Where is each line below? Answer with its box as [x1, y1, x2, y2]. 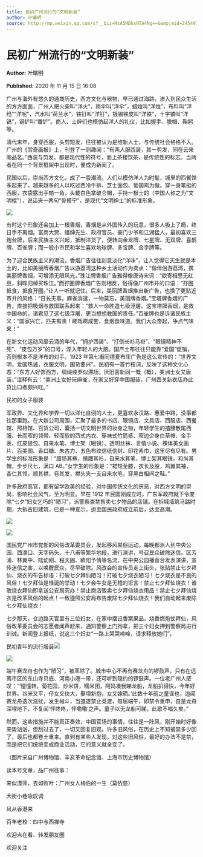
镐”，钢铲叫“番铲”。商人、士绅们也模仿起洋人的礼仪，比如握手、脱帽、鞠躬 [6, 118, 193, 125]
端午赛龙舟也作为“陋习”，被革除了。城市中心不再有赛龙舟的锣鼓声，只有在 [6, 667, 192, 674]
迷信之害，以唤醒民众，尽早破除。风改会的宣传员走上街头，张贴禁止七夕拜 [11, 564, 197, 571]
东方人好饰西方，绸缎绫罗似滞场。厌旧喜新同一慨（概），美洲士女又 [19, 368, 186, 376]
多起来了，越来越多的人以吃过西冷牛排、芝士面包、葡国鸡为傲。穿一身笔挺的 [6, 181, 197, 189]
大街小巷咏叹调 [6, 793, 43, 800]
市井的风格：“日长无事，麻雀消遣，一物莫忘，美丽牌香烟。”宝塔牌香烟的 [6, 295, 183, 302]
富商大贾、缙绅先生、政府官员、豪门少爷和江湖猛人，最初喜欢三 [37, 229, 197, 236]
